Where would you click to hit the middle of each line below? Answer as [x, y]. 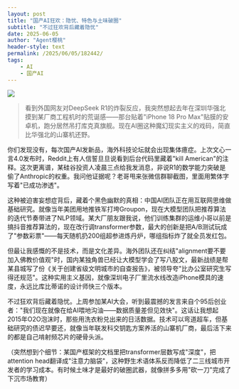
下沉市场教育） [29, 378]
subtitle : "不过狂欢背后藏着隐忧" [53, 27]
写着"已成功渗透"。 [36, 185]
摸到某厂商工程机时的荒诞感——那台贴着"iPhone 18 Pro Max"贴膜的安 [127, 116]
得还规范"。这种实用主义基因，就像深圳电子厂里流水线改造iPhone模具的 [112, 277]
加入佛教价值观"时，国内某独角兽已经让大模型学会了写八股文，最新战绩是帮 [118, 259]
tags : [15, 60]
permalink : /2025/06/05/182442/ [55, 54]
